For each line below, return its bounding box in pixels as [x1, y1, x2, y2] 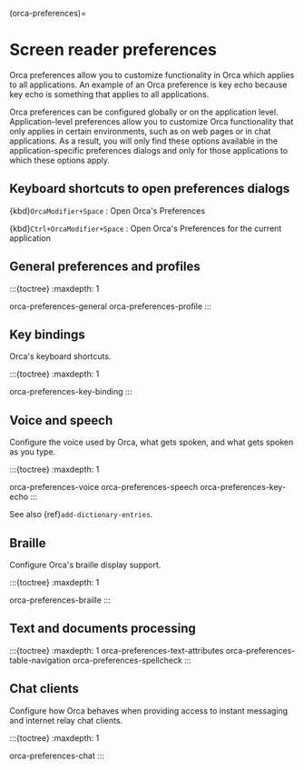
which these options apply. [9, 155, 111, 165]
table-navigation [9, 655, 71, 665]
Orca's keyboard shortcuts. [9, 351, 112, 362]
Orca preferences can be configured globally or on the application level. [9, 106, 279, 117]
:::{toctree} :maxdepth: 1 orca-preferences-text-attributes [9, 645, 224, 655]
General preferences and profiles [9, 259, 201, 275]
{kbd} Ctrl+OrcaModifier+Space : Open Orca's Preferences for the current [9, 223, 282, 234]
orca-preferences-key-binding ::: [9, 386, 133, 397]
